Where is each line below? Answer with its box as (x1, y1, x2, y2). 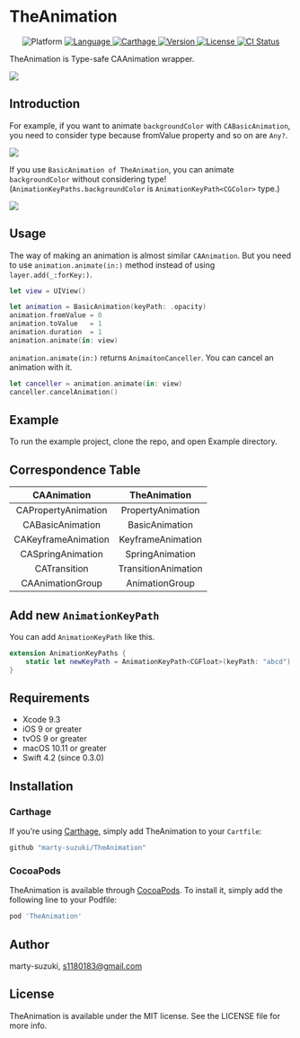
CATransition (34, 563, 89, 575)
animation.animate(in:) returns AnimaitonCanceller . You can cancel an (9, 352, 274, 363)
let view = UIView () (9, 286, 87, 296)
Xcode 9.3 (22, 714, 61, 725)
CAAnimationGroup (21, 577, 103, 590)
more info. (9, 1020, 48, 1031)
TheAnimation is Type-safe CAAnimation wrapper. (9, 53, 195, 64)
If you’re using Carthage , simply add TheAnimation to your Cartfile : (9, 826, 262, 837)
